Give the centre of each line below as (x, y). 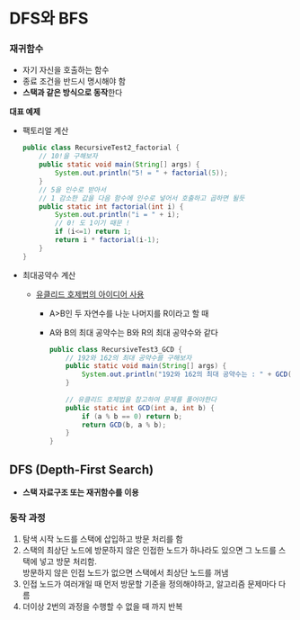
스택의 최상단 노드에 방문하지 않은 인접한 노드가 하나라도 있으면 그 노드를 (149, 551)
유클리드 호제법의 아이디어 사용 (90, 294)
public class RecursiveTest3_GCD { (115, 349)
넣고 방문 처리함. (68, 562)
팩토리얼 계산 (45, 130)
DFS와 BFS (49, 18)
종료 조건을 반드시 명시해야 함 (74, 81)
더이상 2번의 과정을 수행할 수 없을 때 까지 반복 (102, 607)
